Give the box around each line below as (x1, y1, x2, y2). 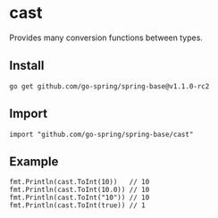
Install (9, 58, 45, 73)
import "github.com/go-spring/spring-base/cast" (9, 130, 194, 138)
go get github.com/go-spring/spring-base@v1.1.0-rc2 (9, 81, 210, 91)
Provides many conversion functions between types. (9, 32, 204, 43)
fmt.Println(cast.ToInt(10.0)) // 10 (9, 186, 150, 195)
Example (9, 154, 59, 169)
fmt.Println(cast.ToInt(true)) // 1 (9, 201, 146, 210)
